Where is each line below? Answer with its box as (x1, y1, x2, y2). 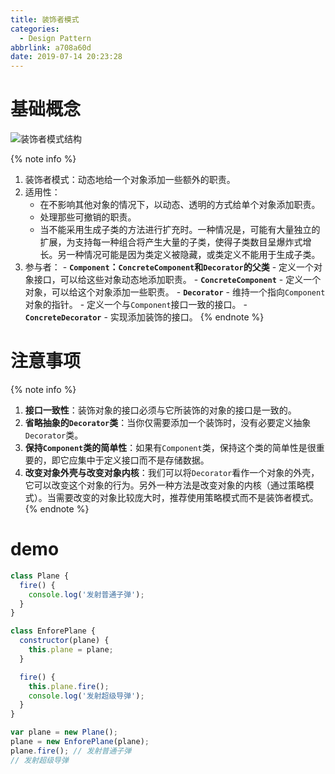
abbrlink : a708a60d (10, 42, 92, 53)
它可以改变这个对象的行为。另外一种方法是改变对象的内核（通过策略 (24, 479, 306, 491)
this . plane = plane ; (28, 645, 114, 655)
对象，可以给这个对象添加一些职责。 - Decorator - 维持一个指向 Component (24, 286, 326, 298)
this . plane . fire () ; (28, 681, 110, 691)
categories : (10, 24, 60, 34)
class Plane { (10, 571, 70, 581)
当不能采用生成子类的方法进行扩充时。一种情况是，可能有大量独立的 (39, 224, 321, 236)
